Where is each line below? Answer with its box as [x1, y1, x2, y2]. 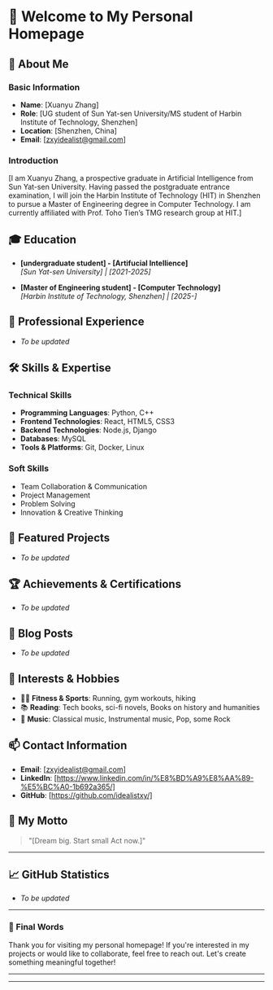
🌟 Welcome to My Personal [8, 7, 193, 26]
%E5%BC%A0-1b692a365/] [19, 782, 115, 791]
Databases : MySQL [19, 434, 87, 444]
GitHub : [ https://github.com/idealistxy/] [19, 790, 153, 800]
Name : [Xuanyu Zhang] [19, 99, 99, 109]
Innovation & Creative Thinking [19, 507, 123, 517]
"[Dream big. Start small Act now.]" [28, 835, 146, 845]
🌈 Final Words [8, 922, 64, 933]
